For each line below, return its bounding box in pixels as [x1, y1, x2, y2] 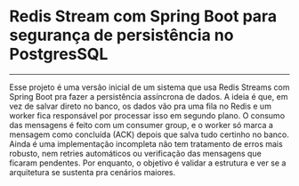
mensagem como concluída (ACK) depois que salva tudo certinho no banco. [9, 129, 289, 140]
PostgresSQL [9, 44, 109, 64]
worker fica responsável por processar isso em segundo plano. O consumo [9, 109, 286, 121]
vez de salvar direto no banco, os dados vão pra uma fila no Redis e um [9, 101, 271, 111]
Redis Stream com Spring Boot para [9, 6, 278, 27]
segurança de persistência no [9, 25, 234, 45]
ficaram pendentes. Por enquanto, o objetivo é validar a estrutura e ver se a [9, 158, 287, 168]
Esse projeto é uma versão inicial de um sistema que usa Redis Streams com [9, 82, 290, 93]
